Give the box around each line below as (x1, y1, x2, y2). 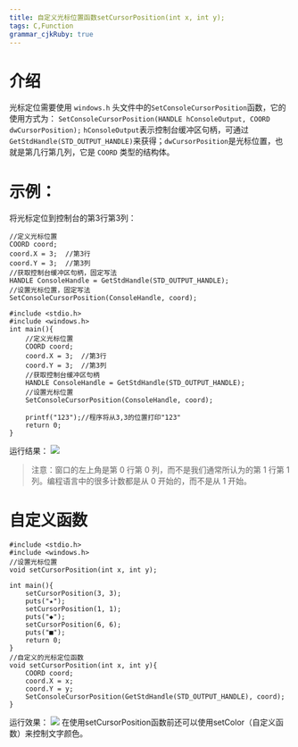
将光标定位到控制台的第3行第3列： (9, 213, 137, 223)
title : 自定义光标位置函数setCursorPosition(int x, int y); (9, 13, 226, 22)
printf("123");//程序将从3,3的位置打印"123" (25, 413, 181, 423)
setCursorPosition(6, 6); (25, 620, 122, 630)
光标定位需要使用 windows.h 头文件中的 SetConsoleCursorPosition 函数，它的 (9, 102, 287, 113)
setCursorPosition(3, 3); (25, 589, 122, 599)
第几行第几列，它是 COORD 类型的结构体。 (24, 147, 175, 157)
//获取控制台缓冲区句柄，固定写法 (9, 269, 118, 278)
